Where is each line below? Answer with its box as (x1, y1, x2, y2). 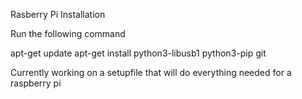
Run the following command (10, 28, 126, 39)
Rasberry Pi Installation (10, 9, 106, 20)
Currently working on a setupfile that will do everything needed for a (10, 67, 292, 78)
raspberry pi (10, 77, 62, 89)
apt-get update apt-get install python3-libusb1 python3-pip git (10, 47, 267, 59)
